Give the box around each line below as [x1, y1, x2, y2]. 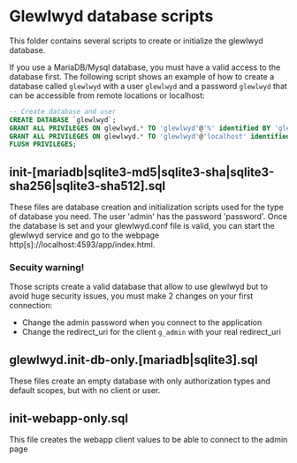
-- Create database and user [9, 107, 117, 116]
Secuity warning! [9, 262, 85, 274]
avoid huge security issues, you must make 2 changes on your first [9, 291, 254, 301]
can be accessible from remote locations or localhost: [9, 90, 205, 101]
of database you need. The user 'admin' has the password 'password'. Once [9, 211, 287, 222]
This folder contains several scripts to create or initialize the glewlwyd [9, 35, 263, 46]
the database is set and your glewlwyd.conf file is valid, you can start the [9, 221, 276, 231]
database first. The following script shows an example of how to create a [9, 71, 275, 81]
